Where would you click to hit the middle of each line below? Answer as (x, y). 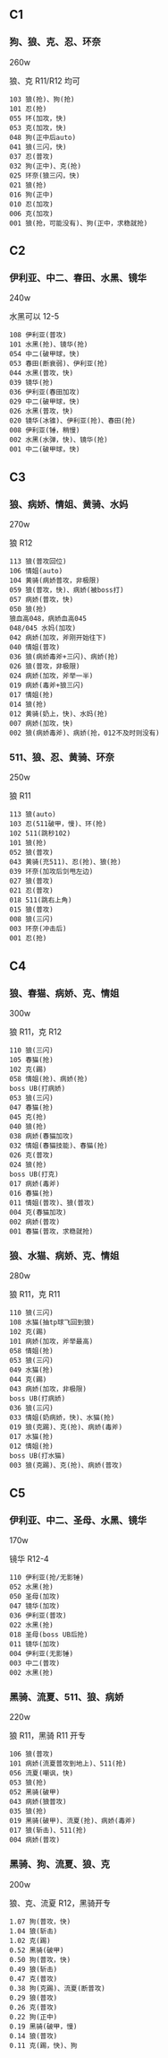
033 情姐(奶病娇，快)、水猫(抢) (62, 1418)
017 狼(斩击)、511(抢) (48, 1831)
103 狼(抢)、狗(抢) (42, 99)
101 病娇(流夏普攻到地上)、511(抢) (68, 1764)
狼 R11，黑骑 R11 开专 (48, 1736)
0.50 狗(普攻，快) (40, 1959)
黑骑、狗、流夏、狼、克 (59, 1864)
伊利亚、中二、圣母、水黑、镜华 (78, 1520)
